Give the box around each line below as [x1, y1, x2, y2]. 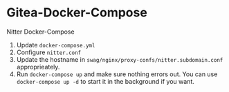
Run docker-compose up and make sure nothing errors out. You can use [16, 70, 218, 78]
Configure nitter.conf [16, 48, 82, 56]
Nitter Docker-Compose [6, 27, 75, 36]
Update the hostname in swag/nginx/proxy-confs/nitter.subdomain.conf [16, 55, 223, 63]
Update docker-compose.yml [16, 41, 95, 49]
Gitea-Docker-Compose [6, 5, 148, 21]
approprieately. [16, 62, 60, 71]
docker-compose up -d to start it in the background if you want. [16, 77, 195, 85]
